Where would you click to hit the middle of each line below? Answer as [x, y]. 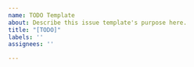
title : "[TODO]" [34, 30]
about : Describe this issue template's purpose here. [98, 23]
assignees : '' [31, 44]
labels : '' [26, 37]
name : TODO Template [42, 15]
